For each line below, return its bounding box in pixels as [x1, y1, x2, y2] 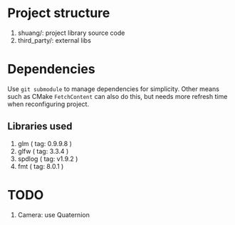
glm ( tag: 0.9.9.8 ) [17, 139, 73, 147]
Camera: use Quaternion [17, 210, 90, 219]
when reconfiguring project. [7, 100, 90, 108]
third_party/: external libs [17, 36, 91, 44]
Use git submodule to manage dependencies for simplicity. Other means [7, 84, 219, 93]
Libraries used [7, 120, 73, 132]
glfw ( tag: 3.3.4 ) [17, 147, 69, 155]
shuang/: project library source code [17, 28, 125, 37]
